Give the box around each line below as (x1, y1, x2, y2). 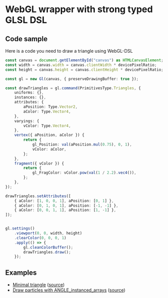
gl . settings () (5, 226, 35, 231)
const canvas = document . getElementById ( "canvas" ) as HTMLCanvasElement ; (5, 58, 164, 63)
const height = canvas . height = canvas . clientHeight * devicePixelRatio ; (5, 67, 164, 72)
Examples (5, 268, 37, 277)
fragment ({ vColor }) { (14, 161, 65, 166)
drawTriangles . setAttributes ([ (5, 194, 71, 199)
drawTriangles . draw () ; (23, 249, 71, 254)
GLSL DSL (5, 14, 47, 26)
